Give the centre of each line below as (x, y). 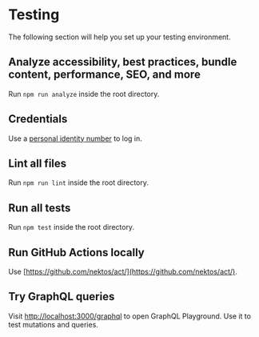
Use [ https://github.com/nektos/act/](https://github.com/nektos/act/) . (123, 271)
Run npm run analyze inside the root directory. (84, 94)
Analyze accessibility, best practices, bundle (123, 62)
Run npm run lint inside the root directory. (79, 183)
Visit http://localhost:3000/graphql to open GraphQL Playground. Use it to (130, 316)
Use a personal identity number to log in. (75, 138)
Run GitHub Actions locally (77, 253)
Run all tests (40, 208)
